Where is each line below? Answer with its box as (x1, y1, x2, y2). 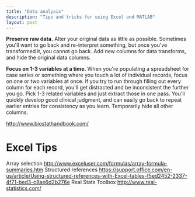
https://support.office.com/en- (99, 166, 173, 173)
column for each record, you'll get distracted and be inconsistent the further (6, 84, 189, 91)
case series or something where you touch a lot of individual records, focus (6, 71, 188, 79)
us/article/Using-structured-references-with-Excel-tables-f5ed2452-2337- (6, 172, 188, 179)
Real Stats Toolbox (71, 179, 116, 186)
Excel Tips (6, 141, 57, 154)
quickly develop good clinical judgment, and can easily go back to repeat (6, 96, 182, 103)
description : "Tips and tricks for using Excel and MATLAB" (6, 14, 156, 20)
